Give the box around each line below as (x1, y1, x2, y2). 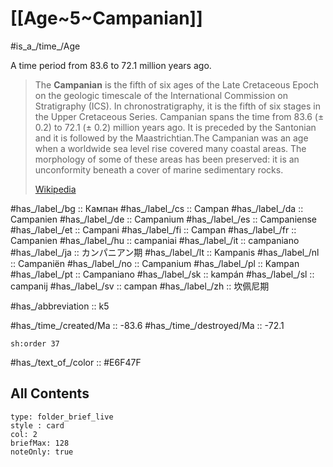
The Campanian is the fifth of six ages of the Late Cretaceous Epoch (34, 78, 319, 91)
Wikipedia (34, 183, 77, 195)
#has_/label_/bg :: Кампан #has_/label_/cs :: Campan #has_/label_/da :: (10, 202, 304, 214)
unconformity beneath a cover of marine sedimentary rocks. (34, 163, 284, 176)
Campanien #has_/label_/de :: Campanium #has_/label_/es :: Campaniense (10, 213, 318, 225)
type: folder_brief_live (10, 412, 114, 422)
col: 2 (10, 429, 38, 439)
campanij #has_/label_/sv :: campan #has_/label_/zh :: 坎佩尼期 (10, 280, 270, 292)
